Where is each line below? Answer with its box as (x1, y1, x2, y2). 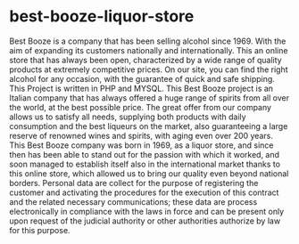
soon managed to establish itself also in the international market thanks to (9, 159, 281, 169)
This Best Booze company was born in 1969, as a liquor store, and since (9, 140, 274, 150)
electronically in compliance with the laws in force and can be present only (9, 206, 285, 216)
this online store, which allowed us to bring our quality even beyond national (9, 167, 289, 179)
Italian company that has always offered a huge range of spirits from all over (9, 92, 290, 103)
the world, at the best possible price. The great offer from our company (9, 102, 272, 112)
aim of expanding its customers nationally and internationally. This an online (9, 45, 288, 55)
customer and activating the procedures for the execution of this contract (9, 187, 279, 198)
